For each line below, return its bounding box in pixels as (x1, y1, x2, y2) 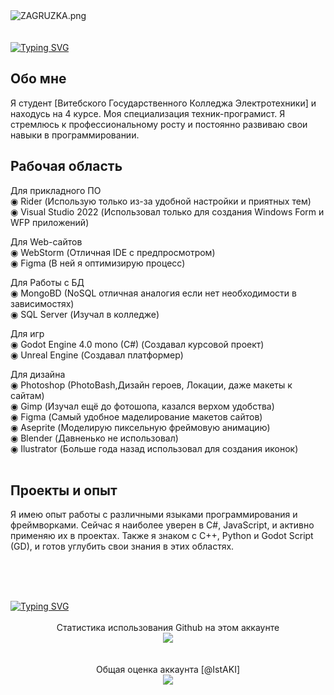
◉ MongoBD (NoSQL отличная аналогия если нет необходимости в (10, 287, 297, 299)
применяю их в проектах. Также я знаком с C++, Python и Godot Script (10, 530, 314, 542)
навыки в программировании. (10, 129, 140, 141)
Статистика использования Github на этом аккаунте (56, 622, 280, 634)
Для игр (10, 327, 45, 339)
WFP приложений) (10, 216, 90, 228)
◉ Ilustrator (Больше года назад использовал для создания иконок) (10, 442, 299, 454)
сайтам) (10, 389, 45, 401)
